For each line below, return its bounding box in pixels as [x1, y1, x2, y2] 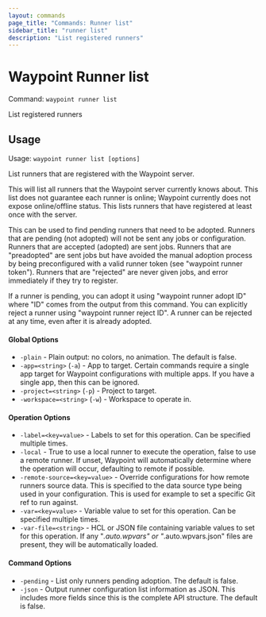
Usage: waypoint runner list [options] [8, 154, 141, 163]
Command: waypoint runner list [8, 94, 118, 104]
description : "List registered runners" [8, 33, 145, 42]
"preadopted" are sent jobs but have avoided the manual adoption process [8, 251, 253, 260]
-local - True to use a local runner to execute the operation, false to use [19, 447, 256, 457]
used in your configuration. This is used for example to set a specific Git [19, 489, 256, 499]
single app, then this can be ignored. [19, 378, 141, 388]
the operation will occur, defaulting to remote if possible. [19, 464, 205, 473]
